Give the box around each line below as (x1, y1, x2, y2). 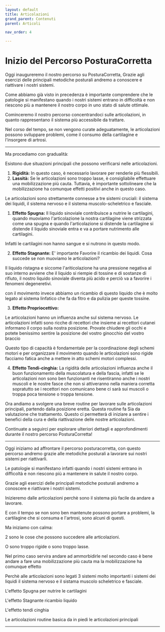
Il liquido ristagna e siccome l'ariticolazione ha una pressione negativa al (5, 265, 152, 271)
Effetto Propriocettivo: (12, 305, 59, 311)
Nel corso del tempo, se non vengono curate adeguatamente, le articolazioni (5, 127, 160, 133)
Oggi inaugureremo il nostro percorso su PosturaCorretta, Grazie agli (5, 72, 145, 78)
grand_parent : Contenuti (5, 16, 56, 21)
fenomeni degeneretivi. (5, 281, 53, 287)
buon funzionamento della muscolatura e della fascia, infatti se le (12, 370, 144, 376)
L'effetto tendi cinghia (5, 607, 49, 613)
